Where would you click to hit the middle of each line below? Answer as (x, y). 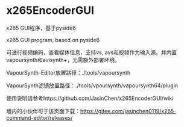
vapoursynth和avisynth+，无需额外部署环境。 (63, 60)
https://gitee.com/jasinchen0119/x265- (128, 111)
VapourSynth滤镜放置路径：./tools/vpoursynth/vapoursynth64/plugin (92, 85)
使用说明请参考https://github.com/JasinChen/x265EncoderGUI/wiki (90, 98)
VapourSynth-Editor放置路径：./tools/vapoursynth (68, 72)
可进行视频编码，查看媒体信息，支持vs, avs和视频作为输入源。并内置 (92, 52)
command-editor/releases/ (40, 117)
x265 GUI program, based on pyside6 (53, 40)
